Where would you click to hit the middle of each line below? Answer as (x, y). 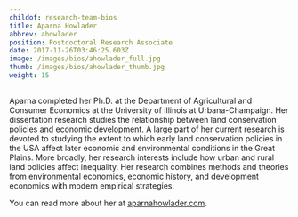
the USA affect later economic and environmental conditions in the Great (142, 148)
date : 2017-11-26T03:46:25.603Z (69, 51)
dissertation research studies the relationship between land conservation (143, 119)
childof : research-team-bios (63, 17)
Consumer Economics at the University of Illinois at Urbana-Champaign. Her (149, 110)
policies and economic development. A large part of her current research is (147, 129)
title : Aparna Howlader (53, 26)
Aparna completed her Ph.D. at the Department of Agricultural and (130, 100)
